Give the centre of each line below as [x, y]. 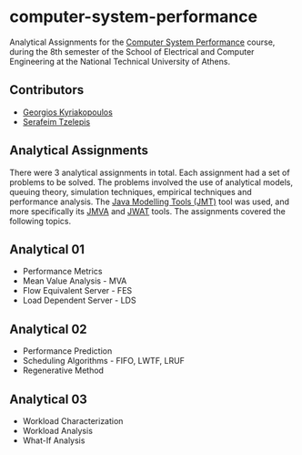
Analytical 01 [47, 249]
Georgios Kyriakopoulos [68, 112]
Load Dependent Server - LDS [79, 300]
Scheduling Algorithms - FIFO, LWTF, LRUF [103, 361]
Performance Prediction [67, 351]
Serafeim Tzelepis [56, 121]
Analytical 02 [49, 329]
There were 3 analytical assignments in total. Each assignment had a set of [150, 172]
